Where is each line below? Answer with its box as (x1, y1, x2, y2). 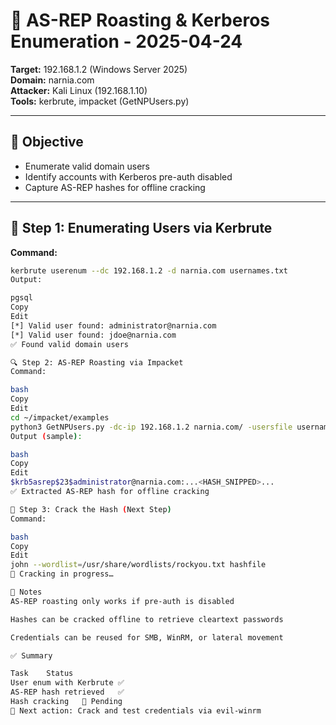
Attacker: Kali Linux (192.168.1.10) (10, 84, 148, 96)
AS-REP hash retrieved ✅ (10, 687, 125, 698)
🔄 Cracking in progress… (10, 569, 114, 579)
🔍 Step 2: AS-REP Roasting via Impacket (10, 357, 184, 368)
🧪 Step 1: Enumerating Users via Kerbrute (10, 220, 273, 237)
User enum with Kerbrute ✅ (10, 678, 125, 688)
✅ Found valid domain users (10, 339, 130, 349)
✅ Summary (10, 650, 53, 661)
